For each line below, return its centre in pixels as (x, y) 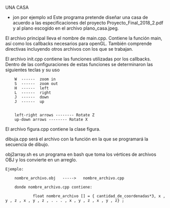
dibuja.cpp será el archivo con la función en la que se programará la (77, 139)
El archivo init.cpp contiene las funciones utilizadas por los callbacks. (78, 59)
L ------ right (33, 93)
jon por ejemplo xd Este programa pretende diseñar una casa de (80, 17)
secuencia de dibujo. (27, 144)
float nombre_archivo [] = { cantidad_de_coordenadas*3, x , (99, 196)
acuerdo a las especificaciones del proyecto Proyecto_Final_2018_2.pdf (88, 23)
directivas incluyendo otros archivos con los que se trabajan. (69, 49)
